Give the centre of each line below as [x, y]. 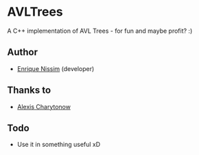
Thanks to [29, 90]
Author [22, 52]
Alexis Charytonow [44, 107]
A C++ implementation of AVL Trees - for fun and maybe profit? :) [100, 31]
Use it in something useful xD [59, 145]
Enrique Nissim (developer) [56, 68]
